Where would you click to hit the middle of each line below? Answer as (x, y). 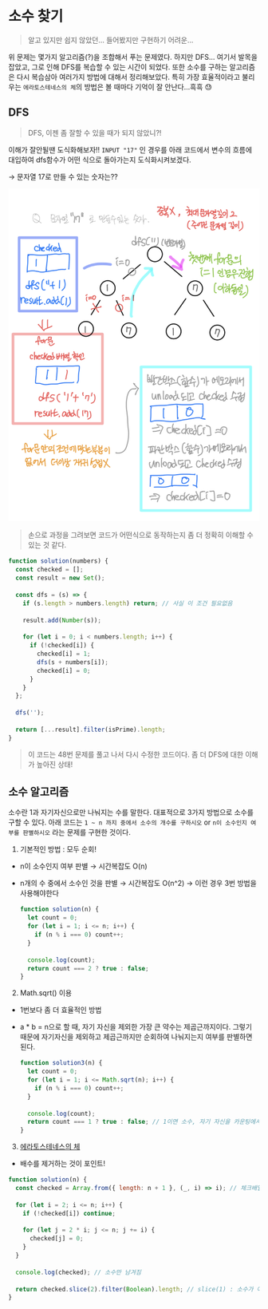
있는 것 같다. (47, 545)
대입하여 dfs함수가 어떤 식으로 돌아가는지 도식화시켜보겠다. (100, 160)
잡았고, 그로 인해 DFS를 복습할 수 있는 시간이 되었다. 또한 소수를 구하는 (118, 67)
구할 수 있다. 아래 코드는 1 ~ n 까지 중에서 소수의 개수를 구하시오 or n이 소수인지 (128, 822)
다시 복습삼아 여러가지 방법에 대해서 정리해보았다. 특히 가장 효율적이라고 (128, 77)
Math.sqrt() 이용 (46, 993)
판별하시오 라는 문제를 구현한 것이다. (77, 832)
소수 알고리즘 (39, 792)
